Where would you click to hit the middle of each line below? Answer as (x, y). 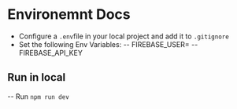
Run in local (37, 77)
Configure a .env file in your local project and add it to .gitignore (124, 36)
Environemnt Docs (69, 15)
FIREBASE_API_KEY (51, 53)
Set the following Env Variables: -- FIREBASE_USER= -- (108, 44)
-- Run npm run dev (39, 96)
